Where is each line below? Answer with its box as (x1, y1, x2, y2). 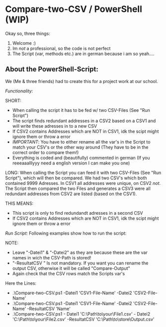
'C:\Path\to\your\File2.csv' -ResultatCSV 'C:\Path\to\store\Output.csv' (12, 316, 155, 322)
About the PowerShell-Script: (5, 65, 98, 74)
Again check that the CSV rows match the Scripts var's (12, 270, 125, 276)
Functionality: (5, 88, 33, 94)
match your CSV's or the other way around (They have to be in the (12, 144, 149, 150)
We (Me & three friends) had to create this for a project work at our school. (5, 78, 158, 84)
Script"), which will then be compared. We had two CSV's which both (5, 175, 148, 181)
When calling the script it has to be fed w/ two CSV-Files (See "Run (12, 107, 151, 113)
